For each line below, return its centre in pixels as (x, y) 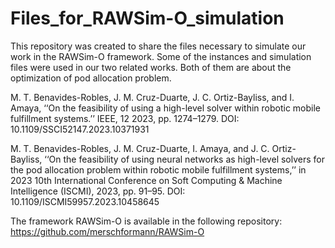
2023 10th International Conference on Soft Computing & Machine (146, 180)
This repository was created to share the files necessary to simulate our (158, 46)
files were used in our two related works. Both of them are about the (151, 67)
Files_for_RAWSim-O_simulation (147, 18)
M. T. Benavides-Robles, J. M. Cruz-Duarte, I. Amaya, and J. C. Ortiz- (153, 148)
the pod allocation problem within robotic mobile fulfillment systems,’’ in (158, 169)
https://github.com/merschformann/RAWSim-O (107, 231)
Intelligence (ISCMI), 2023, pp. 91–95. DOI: (98, 191)
